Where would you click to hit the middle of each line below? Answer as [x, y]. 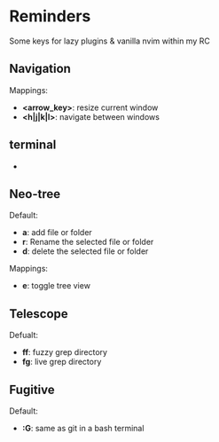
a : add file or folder [57, 233]
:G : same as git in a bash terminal [83, 428]
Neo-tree [35, 194]
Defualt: [23, 335]
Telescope [39, 314]
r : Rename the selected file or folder [88, 242]
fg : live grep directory [62, 362]
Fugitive [32, 389]
